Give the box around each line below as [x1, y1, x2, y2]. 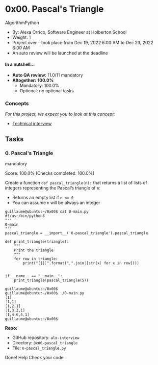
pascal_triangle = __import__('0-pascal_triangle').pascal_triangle [5, 231, 148, 236]
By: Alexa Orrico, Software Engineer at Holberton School [12, 29, 127, 35]
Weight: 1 [12, 34, 31, 40]
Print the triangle [14, 248, 54, 253]
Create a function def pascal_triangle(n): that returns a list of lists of [5, 180, 147, 186]
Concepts [5, 100, 29, 107]
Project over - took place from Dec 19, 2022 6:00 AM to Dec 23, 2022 [12, 39, 154, 45]
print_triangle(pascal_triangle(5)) [14, 278, 89, 283]
